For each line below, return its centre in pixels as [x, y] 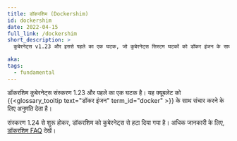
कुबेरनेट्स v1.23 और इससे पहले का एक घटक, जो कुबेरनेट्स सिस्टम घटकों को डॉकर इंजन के [117, 47]
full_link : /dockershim [42, 33]
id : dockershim [30, 20]
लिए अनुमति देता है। [30, 108]
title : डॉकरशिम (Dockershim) [48, 14]
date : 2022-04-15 [33, 27]
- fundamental [34, 72]
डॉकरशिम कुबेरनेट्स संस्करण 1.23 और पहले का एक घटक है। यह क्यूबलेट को [94, 92]
